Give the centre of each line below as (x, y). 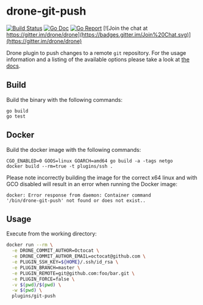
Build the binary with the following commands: (65, 99)
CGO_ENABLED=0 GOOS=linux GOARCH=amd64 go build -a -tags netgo (90, 161)
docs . (13, 66)
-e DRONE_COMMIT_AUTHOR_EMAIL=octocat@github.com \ (79, 257)
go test (16, 116)
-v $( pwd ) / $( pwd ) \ (37, 285)
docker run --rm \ (30, 245)
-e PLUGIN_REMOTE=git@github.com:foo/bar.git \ (73, 273)
